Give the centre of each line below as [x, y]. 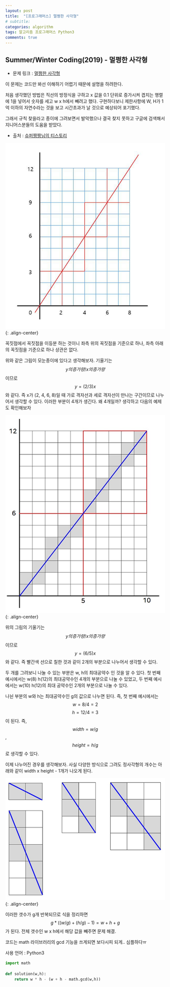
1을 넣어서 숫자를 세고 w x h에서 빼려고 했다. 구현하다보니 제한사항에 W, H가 [86, 101]
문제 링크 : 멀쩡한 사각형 [36, 73]
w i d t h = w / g [85, 729]
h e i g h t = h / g [85, 745]
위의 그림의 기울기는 [25, 627]
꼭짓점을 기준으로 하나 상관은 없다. [44, 349]
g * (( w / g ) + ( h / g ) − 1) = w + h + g [85, 922]
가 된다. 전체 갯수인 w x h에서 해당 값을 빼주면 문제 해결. [61, 931]
